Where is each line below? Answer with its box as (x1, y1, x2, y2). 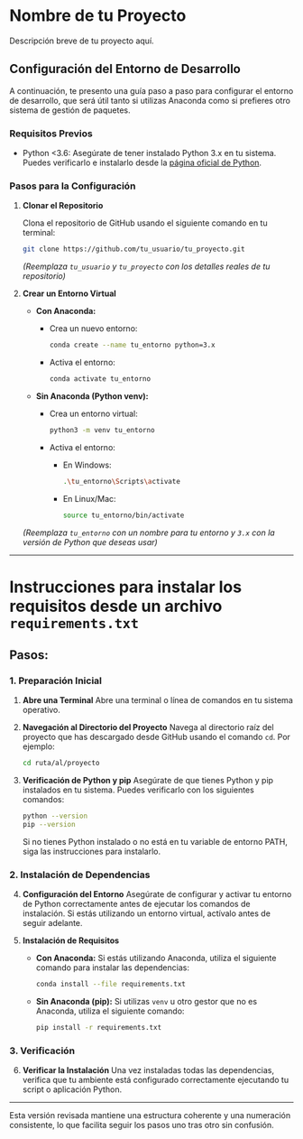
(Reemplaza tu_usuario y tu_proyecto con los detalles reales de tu (22, 261, 271, 272)
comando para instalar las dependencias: (35, 962, 189, 973)
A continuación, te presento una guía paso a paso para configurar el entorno (9, 85, 294, 96)
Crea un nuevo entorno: (49, 323, 138, 334)
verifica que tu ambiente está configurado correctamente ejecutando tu (22, 1075, 289, 1086)
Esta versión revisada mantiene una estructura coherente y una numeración (9, 1110, 291, 1121)
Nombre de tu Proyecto (9, 5, 187, 26)
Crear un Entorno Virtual (22, 288, 117, 299)
